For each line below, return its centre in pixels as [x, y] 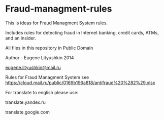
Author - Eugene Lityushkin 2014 [40, 57]
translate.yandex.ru [25, 102]
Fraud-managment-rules [59, 9]
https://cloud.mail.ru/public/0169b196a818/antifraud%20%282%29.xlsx [80, 83]
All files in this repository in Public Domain [49, 48]
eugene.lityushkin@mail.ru [33, 67]
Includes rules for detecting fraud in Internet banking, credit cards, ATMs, [82, 32]
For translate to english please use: [42, 92]
